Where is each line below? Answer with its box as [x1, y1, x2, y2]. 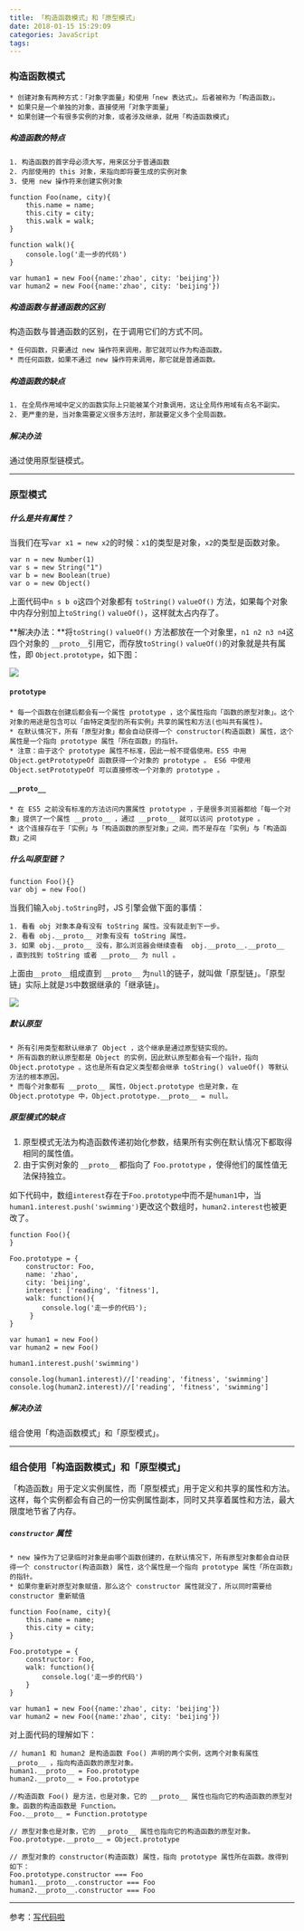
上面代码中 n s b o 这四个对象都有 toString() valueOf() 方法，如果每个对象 [9, 596, 288, 607]
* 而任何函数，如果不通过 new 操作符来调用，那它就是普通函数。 [9, 355, 220, 365]
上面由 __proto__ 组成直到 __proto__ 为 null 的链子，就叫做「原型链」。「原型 [9, 967, 286, 978]
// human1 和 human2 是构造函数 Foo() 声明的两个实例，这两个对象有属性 [9, 1749, 260, 1758]
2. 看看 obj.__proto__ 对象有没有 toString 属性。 [9, 931, 191, 940]
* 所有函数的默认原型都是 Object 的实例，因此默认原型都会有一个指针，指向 [9, 1052, 260, 1062]
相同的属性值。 [22, 1148, 79, 1158]
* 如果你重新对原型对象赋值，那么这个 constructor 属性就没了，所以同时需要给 [9, 1581, 273, 1590]
